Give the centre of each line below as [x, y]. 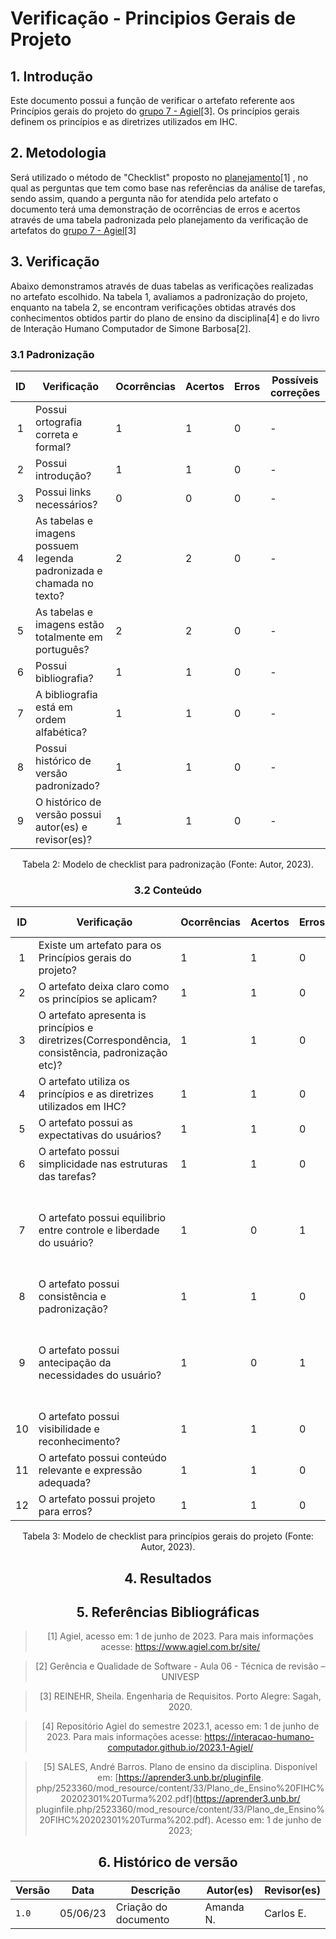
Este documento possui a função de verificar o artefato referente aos [152, 100]
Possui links [63, 492]
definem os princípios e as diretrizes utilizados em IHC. [124, 121]
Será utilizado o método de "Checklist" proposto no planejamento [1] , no [159, 177]
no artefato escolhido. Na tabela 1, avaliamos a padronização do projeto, [159, 296]
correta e [57, 434]
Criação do [141, 1907]
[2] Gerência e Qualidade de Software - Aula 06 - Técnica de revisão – [180, 1666]
